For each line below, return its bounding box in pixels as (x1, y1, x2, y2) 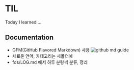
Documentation (5, 33, 54, 42)
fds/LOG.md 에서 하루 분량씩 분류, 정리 (12, 59, 88, 65)
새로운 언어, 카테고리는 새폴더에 (12, 53, 73, 59)
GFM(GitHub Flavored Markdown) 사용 (12, 47, 90, 53)
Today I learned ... (5, 19, 42, 25)
